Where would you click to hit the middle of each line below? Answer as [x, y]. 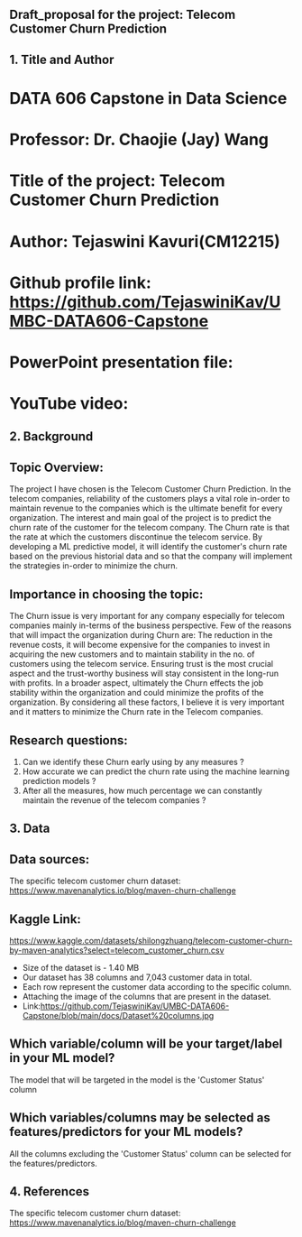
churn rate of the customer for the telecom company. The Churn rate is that [150, 528]
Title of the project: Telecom [117, 181]
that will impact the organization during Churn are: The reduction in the [141, 635]
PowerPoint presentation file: [121, 362]
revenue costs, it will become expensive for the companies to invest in [140, 645]
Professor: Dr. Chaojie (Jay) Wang [139, 140]
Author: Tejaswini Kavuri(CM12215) [145, 241]
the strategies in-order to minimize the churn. [94, 566]
